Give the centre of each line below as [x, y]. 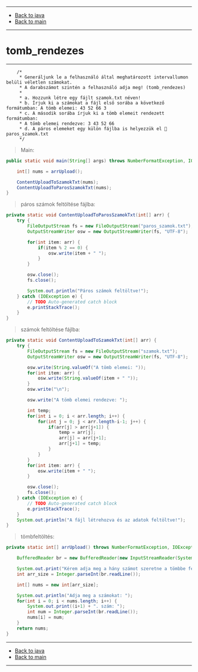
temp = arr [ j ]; [77, 433]
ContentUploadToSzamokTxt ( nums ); [58, 182]
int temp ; [39, 410]
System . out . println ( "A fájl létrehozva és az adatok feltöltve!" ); [101, 520]
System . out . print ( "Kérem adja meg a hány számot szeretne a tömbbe [101, 569]
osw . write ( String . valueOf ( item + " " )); [88, 378]
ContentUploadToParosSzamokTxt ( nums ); [64, 187]
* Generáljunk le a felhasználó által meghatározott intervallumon [104, 77]
